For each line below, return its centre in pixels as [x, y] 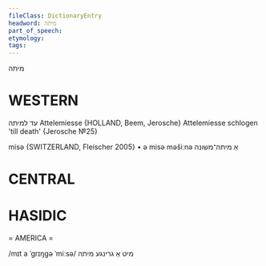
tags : [17, 46]
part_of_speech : [35, 30]
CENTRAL [42, 179]
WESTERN [43, 101]
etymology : [26, 38]
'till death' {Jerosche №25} [53, 131]
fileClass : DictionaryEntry [55, 16]
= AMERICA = [31, 238]
